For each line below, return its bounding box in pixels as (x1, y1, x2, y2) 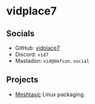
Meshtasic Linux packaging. (15, 91, 85, 98)
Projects (6, 74, 39, 85)
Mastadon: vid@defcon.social (15, 57, 90, 64)
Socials (6, 28, 35, 39)
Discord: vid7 (15, 51, 49, 58)
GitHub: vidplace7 (15, 44, 61, 51)
